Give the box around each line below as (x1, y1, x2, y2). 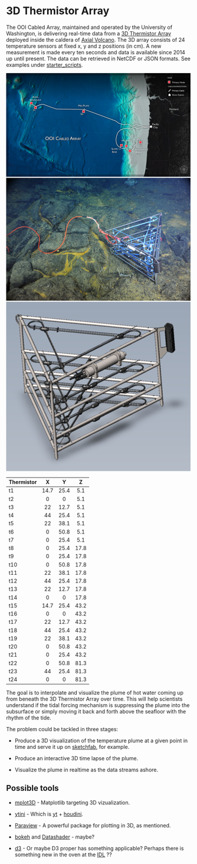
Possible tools (6, 783, 59, 793)
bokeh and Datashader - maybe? (14, 833, 95, 840)
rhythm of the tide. (6, 714, 51, 721)
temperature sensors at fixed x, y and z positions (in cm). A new (6, 42, 162, 50)
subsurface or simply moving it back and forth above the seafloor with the (6, 708, 186, 715)
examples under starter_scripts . (6, 61, 83, 68)
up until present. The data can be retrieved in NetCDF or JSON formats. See (6, 55, 191, 62)
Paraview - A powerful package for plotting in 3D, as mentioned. (14, 822, 171, 829)
